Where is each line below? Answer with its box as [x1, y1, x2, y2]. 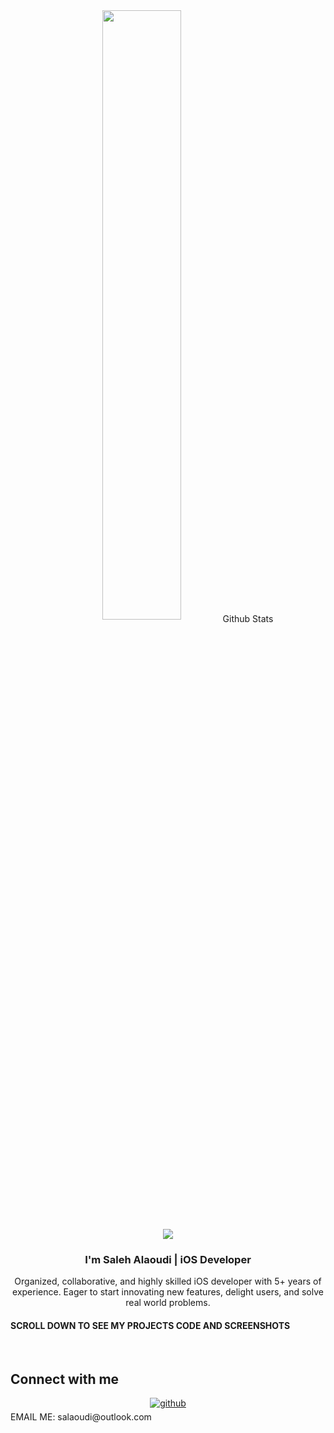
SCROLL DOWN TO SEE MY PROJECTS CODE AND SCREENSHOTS [10, 1319, 291, 1331]
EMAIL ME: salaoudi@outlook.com [10, 1411, 152, 1423]
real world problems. [125, 1297, 211, 1309]
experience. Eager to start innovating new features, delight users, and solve [12, 1286, 324, 1298]
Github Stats [222, 612, 274, 624]
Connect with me [10, 1370, 120, 1388]
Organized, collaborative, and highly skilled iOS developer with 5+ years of [14, 1275, 322, 1288]
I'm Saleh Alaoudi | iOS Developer [84, 1252, 252, 1266]
